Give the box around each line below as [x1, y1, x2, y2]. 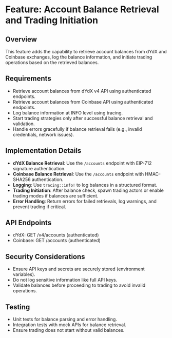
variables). [12, 271, 35, 277]
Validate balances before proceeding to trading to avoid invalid [12, 282, 146, 288]
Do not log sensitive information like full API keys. [12, 277, 118, 283]
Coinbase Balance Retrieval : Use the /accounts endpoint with [12, 171, 144, 177]
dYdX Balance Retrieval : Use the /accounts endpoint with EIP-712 [12, 160, 152, 166]
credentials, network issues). [12, 131, 74, 137]
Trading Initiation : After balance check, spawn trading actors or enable [12, 187, 164, 193]
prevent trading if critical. [12, 204, 67, 210]
